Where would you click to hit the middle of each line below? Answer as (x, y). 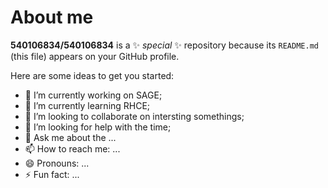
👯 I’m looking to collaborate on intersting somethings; (134, 116)
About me (52, 17)
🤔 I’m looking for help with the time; (98, 127)
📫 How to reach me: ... (72, 148)
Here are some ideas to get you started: (92, 75)
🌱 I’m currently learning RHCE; (87, 105)
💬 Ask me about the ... (70, 137)
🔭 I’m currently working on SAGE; (93, 95)
